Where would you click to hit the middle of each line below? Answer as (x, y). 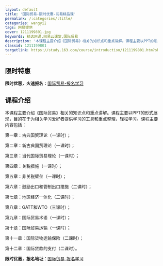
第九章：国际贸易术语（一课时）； (38, 218)
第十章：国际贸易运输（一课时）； (38, 228)
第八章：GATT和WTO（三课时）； (38, 207)
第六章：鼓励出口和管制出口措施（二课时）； (49, 187)
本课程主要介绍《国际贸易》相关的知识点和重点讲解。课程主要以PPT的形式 (79, 113)
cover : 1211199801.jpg (28, 32)
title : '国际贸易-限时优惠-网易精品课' (41, 14)
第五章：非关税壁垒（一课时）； (36, 176)
